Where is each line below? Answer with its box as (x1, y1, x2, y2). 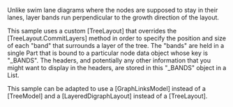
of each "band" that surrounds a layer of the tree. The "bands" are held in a (7, 42, 225, 49)
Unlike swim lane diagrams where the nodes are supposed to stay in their (7, 6, 218, 14)
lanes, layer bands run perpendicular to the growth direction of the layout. (7, 13, 220, 22)
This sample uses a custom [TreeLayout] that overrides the (7, 27, 176, 35)
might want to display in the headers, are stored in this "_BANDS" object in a (7, 64, 227, 72)
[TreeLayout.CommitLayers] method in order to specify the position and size (7, 34, 227, 42)
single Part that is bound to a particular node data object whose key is (7, 49, 208, 57)
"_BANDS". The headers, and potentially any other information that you (7, 56, 211, 65)
